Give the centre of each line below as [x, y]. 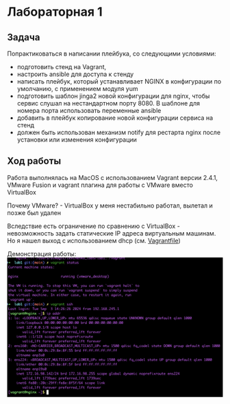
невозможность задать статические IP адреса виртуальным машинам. [112, 233]
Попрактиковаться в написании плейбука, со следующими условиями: [112, 53]
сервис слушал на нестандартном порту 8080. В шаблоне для [108, 103]
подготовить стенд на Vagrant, [62, 67]
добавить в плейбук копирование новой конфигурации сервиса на [115, 118]
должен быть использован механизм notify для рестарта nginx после [119, 132]
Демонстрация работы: [42, 253]
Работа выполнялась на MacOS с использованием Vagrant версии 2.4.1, [112, 177]
